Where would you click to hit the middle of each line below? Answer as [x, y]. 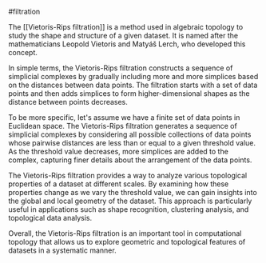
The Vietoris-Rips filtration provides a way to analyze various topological [128, 175]
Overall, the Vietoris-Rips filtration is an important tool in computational [125, 233]
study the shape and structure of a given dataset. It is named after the [123, 36]
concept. [23, 52]
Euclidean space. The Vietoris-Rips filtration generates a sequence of [123, 126]
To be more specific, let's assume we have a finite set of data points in [124, 118]
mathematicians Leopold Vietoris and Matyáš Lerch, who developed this [127, 44]
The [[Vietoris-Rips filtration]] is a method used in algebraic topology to [126, 27]
